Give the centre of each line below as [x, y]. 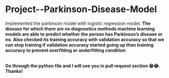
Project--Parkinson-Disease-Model [81, 9]
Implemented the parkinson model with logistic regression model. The [78, 23]
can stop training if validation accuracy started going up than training [79, 45]
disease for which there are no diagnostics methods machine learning [80, 28]
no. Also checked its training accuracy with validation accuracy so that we [85, 40]
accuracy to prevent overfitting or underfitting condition [66, 50]
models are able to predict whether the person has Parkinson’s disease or [84, 34]
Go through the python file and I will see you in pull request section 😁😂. [83, 66]
